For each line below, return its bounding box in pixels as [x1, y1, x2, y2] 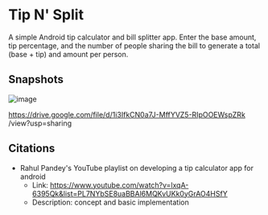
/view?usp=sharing [8, 118, 72, 128]
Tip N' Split [8, 6, 85, 24]
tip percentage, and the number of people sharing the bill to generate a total [8, 40, 260, 50]
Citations [8, 142, 56, 155]
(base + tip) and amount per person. [8, 49, 129, 59]
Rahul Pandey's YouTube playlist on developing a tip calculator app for [19, 163, 254, 172]
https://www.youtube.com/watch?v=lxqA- [49, 180, 189, 190]
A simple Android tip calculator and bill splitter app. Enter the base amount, [8, 32, 257, 42]
